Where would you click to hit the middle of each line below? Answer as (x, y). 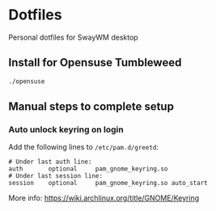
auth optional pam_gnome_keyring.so (88, 169)
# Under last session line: (56, 176)
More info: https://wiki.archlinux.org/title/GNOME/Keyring (104, 198)
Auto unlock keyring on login (66, 129)
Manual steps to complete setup (91, 107)
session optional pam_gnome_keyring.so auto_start (108, 184)
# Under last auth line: (50, 162)
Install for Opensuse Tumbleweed (95, 63)
